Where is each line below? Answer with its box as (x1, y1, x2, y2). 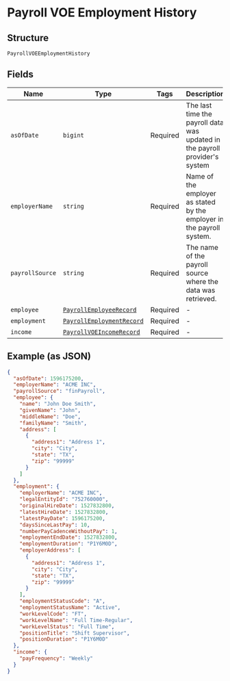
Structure (7, 32, 49, 44)
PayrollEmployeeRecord (62, 306, 137, 313)
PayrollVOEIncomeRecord (62, 328, 140, 336)
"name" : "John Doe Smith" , (19, 400, 97, 407)
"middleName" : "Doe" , (19, 413, 81, 420)
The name (186, 242, 219, 252)
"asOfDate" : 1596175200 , (13, 375, 84, 382)
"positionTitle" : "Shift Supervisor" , (19, 630, 130, 637)
